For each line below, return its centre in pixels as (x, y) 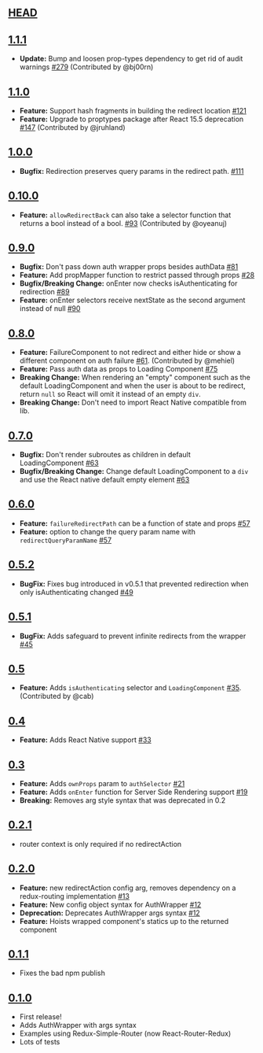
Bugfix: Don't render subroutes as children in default (105, 455)
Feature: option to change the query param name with (108, 531)
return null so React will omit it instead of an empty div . (110, 394)
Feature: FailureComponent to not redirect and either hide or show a (130, 353)
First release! (40, 1017)
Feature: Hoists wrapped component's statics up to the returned (124, 921)
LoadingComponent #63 (59, 463)
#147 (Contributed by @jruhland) (72, 127)
